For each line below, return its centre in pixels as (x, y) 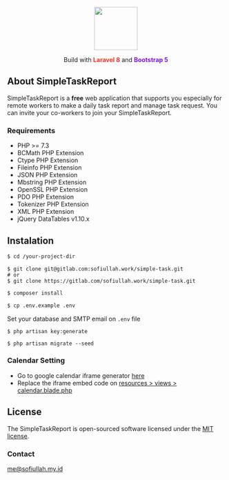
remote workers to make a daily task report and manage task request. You (112, 105)
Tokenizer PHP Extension (53, 204)
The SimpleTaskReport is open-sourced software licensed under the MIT (110, 428)
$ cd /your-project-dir (41, 256)
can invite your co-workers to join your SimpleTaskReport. (90, 112)
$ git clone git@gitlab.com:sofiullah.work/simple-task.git (96, 269)
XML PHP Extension (46, 212)
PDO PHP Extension (46, 197)
